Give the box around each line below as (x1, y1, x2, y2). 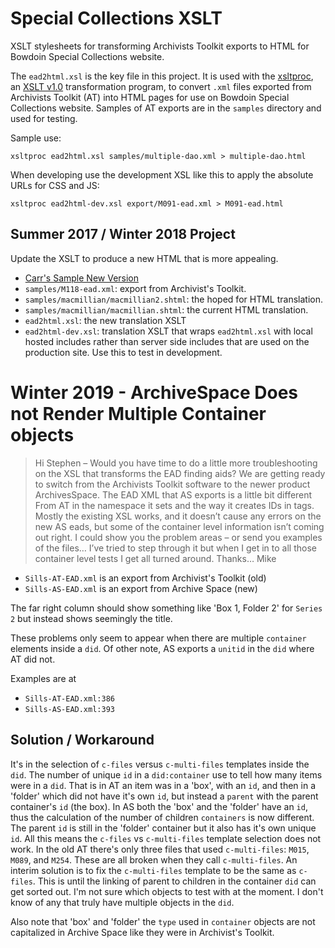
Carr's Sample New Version (24, 272, 140, 284)
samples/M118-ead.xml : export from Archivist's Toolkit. (24, 282, 247, 294)
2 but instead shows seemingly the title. (10, 612, 173, 624)
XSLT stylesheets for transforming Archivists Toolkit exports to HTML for (10, 40, 310, 52)
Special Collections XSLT (10, 7, 223, 30)
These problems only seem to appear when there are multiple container (10, 632, 307, 644)
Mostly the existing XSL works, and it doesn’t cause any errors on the (34, 510, 322, 522)
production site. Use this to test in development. (24, 346, 223, 358)
